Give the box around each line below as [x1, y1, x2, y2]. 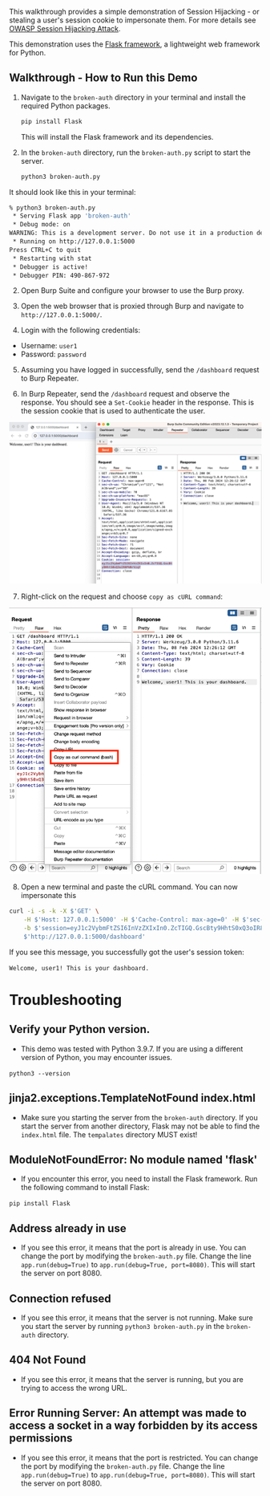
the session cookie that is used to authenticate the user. [20, 406, 206, 416]
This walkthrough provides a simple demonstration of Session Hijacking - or [9, 7, 260, 16]
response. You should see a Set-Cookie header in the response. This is [20, 397, 255, 408]
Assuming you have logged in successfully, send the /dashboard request [20, 365, 260, 375]
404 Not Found [9, 1353, 87, 1367]
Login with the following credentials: [20, 325, 141, 335]
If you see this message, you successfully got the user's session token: [9, 947, 245, 957]
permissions [9, 1432, 73, 1445]
